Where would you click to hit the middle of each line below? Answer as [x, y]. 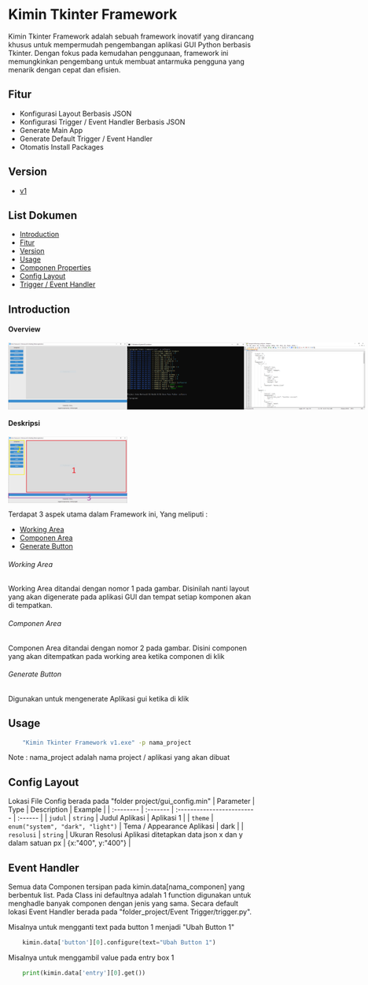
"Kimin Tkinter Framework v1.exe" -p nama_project [107, 742]
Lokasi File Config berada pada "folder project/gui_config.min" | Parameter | [132, 802]
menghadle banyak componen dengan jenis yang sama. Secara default [123, 904]
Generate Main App [51, 130]
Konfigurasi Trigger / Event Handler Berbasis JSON [102, 122]
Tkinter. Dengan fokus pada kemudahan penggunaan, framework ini [118, 53]
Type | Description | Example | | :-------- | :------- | [91, 809]
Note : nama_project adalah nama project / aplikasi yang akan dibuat [119, 757]
